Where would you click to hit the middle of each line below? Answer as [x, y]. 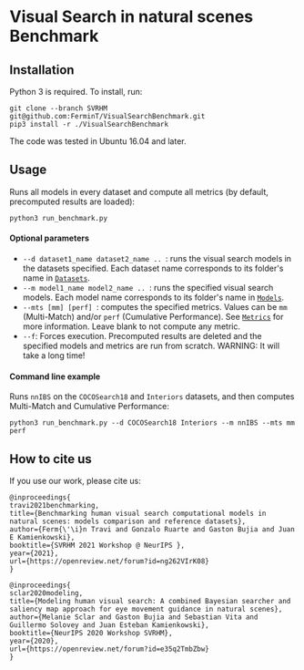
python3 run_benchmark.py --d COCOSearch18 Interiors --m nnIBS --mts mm [152, 423]
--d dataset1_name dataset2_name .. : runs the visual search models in [157, 259]
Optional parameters [49, 238]
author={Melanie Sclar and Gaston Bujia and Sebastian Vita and [134, 617]
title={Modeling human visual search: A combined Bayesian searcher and [150, 602]
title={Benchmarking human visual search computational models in [138, 514]
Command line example [55, 376]
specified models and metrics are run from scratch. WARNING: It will [151, 346]
